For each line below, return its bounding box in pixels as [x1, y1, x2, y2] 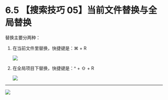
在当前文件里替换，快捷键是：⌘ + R [12, 45, 86, 51]
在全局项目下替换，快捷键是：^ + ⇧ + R [12, 65, 94, 71]
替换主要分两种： [5, 34, 40, 40]
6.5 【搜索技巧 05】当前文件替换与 [5, 4, 148, 16]
